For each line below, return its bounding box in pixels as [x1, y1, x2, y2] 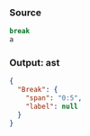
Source [9, 6, 42, 19]
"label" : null [25, 102, 78, 111]
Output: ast [9, 56, 60, 68]
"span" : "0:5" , [25, 94, 83, 103]
